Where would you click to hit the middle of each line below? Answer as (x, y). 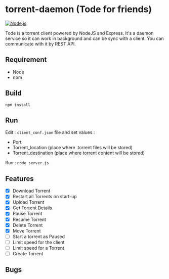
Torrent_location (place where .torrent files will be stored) (73, 148)
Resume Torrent (29, 219)
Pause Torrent (27, 214)
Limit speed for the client (38, 242)
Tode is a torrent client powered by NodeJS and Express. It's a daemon (79, 33)
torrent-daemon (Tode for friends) (79, 9)
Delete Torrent (28, 225)
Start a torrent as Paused (38, 237)
